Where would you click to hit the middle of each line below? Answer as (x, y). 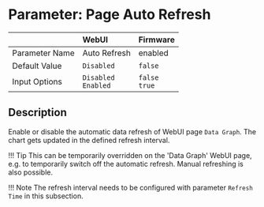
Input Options (37, 81)
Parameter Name (43, 53)
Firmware (156, 40)
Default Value (37, 66)
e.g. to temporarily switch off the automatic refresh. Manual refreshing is (126, 164)
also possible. (31, 172)
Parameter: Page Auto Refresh (110, 15)
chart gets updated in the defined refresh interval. (89, 140)
